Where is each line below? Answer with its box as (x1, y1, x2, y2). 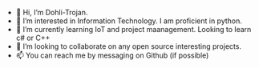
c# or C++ (15, 33, 51, 42)
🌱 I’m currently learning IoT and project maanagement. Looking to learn (15, 25, 252, 34)
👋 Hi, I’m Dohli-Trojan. (15, 8, 88, 17)
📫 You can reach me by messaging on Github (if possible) (15, 50, 209, 60)
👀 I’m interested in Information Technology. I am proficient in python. (15, 16, 243, 26)
